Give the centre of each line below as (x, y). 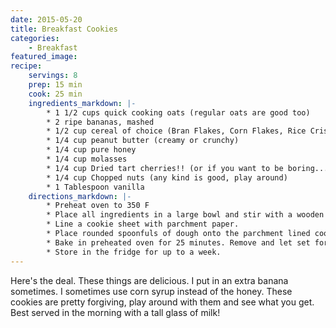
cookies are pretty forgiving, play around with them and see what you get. (162, 302)
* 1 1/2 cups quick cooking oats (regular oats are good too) (178, 112)
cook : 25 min (55, 94)
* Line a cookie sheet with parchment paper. (143, 224)
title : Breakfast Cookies (64, 29)
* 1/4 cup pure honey (91, 150)
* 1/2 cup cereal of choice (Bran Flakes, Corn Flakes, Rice (176, 131)
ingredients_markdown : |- (82, 103)
